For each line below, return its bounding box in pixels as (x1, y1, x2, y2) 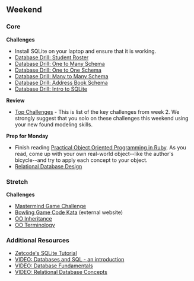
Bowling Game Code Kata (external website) (14, 209, 123, 216)
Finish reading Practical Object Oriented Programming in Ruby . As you (14, 143, 186, 151)
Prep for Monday (6, 132, 49, 139)
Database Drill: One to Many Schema (14, 60, 105, 67)
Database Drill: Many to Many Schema (14, 72, 109, 79)
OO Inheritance (14, 215, 52, 222)
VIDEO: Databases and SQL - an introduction (14, 256, 125, 263)
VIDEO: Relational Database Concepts (14, 269, 108, 276)
